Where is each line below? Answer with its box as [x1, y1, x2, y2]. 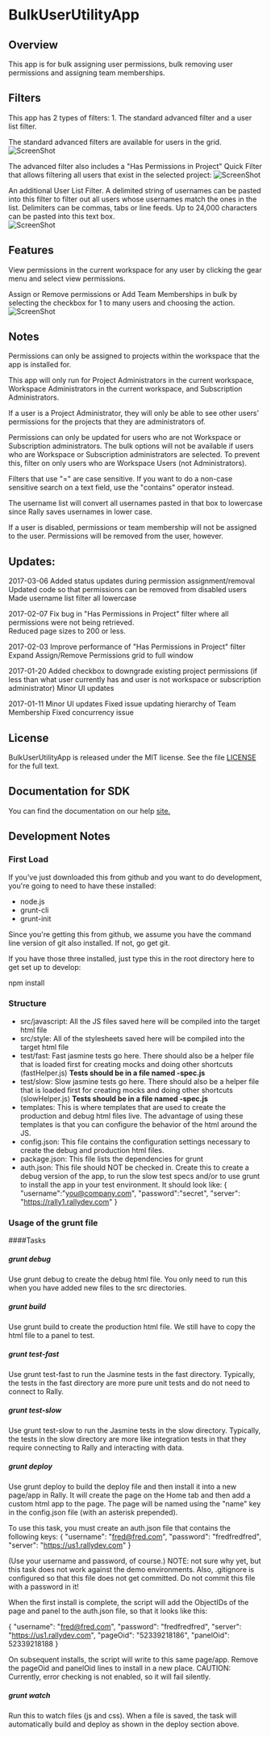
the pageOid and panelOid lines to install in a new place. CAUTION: [8, 1663, 231, 1672]
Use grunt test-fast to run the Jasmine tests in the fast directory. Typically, [8, 1370, 256, 1379]
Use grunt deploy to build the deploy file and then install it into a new [8, 1482, 236, 1491]
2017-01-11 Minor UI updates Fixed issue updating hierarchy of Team [8, 699, 236, 709]
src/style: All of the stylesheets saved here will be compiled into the [19, 1033, 245, 1043]
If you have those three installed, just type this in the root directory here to [8, 953, 255, 964]
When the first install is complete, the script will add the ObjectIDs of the [8, 1598, 249, 1607]
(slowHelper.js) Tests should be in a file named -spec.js [19, 1094, 208, 1104]
